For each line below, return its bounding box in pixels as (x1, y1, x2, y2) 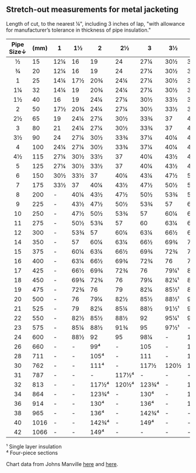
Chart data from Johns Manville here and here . (6, 460, 118, 467)
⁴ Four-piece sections (6, 449, 58, 456)
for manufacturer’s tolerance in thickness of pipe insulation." (6, 26, 151, 33)
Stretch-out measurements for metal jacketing (6, 5, 179, 15)
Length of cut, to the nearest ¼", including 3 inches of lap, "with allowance (6, 20, 185, 27)
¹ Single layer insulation (6, 443, 62, 450)
